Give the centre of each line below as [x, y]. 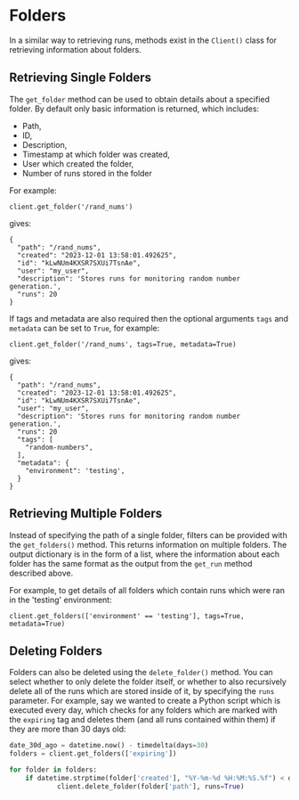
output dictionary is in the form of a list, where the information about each [145, 554]
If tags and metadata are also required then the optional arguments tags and [149, 318]
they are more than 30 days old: [68, 729]
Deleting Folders [56, 651]
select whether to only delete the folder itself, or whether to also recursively [148, 682]
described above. [41, 573]
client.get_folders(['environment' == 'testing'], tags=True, [127, 616]
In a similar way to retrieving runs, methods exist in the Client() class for [143, 40]
